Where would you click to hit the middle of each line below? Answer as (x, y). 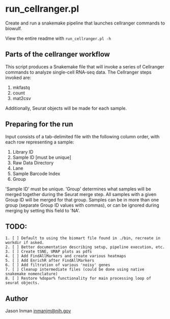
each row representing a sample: (40, 142)
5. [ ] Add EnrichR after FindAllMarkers (50, 261)
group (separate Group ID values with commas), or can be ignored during (82, 205)
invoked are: (18, 78)
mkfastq (21, 87)
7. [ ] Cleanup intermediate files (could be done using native (75, 269)
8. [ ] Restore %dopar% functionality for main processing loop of (78, 279)
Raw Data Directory (33, 163)
